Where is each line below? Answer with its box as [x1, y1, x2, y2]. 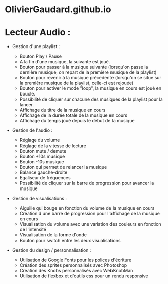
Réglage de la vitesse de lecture [19, 143, 86, 149]
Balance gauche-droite [19, 169, 68, 175]
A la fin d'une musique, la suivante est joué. [19, 59, 110, 65]
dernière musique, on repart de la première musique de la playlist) [19, 69, 157, 75]
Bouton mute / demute [19, 148, 67, 154]
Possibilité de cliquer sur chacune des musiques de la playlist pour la [19, 96, 163, 102]
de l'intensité [19, 226, 46, 233]
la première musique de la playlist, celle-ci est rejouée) [19, 80, 134, 86]
